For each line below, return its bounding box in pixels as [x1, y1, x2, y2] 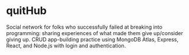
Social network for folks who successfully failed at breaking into [6, 23, 163, 30]
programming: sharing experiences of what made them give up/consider [6, 29, 184, 36]
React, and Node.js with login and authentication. [6, 42, 126, 49]
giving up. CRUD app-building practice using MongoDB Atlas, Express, [6, 36, 179, 43]
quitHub [6, 4, 47, 18]
